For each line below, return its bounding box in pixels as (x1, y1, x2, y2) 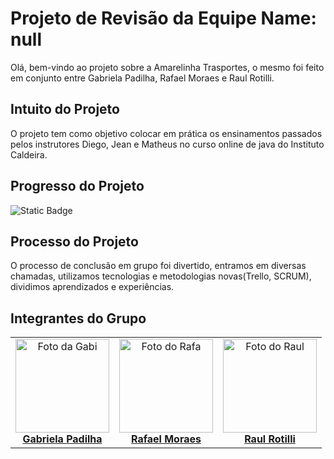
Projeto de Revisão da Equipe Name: (10, 7, 317, 30)
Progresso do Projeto (10, 178, 145, 195)
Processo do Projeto (10, 233, 139, 250)
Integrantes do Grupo (10, 310, 147, 327)
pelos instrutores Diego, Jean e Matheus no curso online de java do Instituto (10, 138, 325, 150)
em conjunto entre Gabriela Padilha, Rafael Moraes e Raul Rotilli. (10, 72, 275, 84)
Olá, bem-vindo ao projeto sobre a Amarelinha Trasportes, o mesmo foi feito (10, 61, 325, 73)
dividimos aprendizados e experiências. (10, 281, 175, 293)
